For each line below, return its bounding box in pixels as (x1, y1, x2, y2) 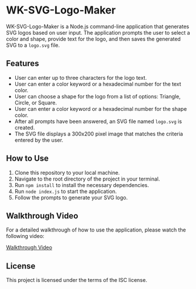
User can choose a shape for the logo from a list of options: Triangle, (14, 93, 181, 100)
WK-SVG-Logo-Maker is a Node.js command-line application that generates (6, 23, 190, 30)
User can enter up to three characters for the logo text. (14, 74, 147, 81)
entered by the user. (14, 136, 63, 144)
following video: (6, 233, 45, 240)
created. (14, 124, 35, 131)
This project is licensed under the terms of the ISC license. (6, 277, 147, 284)
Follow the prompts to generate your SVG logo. (14, 194, 128, 201)
